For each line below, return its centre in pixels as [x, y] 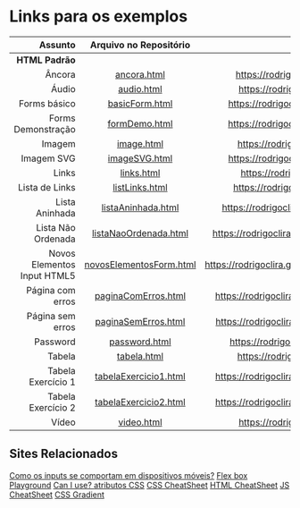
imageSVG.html [140, 158]
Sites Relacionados [64, 454]
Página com [51, 290]
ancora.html [140, 74]
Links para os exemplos [99, 17]
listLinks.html [140, 187]
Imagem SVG [48, 158]
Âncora [60, 74]
